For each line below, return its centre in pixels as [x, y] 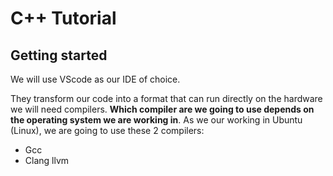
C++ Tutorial [63, 18]
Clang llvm [47, 160]
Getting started [59, 55]
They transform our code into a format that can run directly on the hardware [166, 98]
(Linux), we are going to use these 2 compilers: [107, 130]
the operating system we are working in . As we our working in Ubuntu [156, 120]
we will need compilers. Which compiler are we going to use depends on [162, 109]
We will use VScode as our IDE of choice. [95, 79]
